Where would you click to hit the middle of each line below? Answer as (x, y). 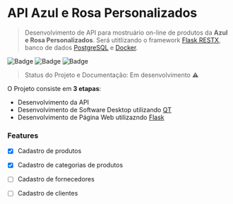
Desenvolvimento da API (53, 102)
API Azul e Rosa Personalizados (102, 13)
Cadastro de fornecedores (56, 179)
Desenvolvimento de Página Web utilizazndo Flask (91, 117)
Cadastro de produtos (49, 151)
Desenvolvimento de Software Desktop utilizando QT (94, 109)
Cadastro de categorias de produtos (70, 165)
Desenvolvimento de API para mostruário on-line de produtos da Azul (126, 32)
